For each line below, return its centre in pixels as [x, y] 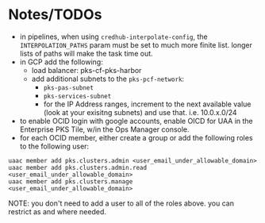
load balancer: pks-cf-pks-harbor [86, 70]
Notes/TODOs [55, 15]
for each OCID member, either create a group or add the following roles [136, 137]
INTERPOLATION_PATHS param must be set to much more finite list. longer [136, 44]
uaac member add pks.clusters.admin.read [78, 167]
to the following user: [54, 146]
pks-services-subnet [77, 96]
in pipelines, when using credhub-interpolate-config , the [113, 37]
